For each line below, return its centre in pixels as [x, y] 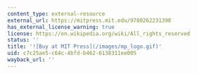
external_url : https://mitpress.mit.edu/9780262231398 [89, 20]
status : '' [23, 40]
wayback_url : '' [31, 60]
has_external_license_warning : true [61, 27]
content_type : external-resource [56, 14]
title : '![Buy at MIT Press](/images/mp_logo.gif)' [84, 47]
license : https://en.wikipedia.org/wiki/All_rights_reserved [99, 33]
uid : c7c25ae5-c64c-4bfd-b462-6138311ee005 [72, 54]
